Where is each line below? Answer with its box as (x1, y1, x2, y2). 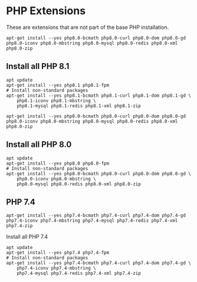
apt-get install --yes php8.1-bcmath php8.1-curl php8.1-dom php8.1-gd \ (6, 93, 192, 99)
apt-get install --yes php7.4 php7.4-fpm (6, 250, 110, 256)
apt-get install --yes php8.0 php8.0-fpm (6, 160, 110, 166)
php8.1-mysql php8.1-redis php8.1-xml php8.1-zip (17, 103, 142, 109)
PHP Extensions (6, 4, 86, 18)
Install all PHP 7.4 (6, 233, 48, 240)
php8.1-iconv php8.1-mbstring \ (17, 97, 96, 104)
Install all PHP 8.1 (6, 61, 70, 71)
